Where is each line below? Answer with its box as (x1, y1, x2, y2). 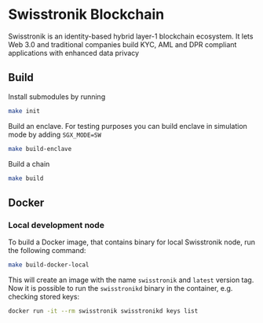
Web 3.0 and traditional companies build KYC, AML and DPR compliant (8, 39, 237, 49)
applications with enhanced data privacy (8, 48, 140, 57)
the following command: (8, 246, 86, 255)
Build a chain (8, 159, 50, 168)
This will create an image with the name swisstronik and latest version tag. (8, 275, 254, 284)
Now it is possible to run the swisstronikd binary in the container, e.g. (8, 283, 233, 292)
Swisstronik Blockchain (8, 6, 165, 24)
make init (8, 107, 41, 115)
